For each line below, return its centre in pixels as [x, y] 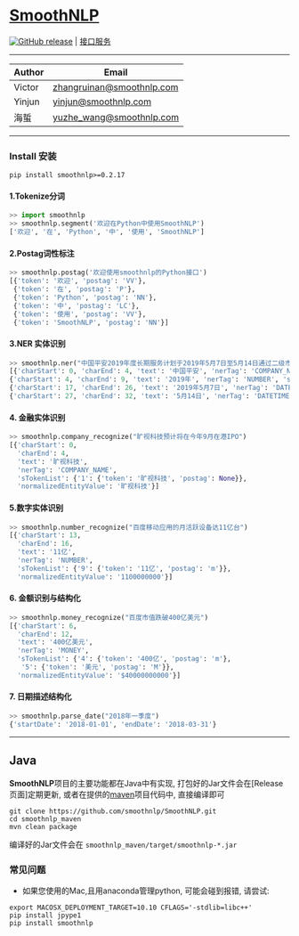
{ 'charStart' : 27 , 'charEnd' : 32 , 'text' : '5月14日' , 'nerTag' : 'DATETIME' [151, 396]
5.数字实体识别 [36, 508]
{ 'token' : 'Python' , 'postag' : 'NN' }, [85, 297]
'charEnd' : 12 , [45, 634]
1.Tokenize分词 [37, 196]
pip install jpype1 [45, 915]
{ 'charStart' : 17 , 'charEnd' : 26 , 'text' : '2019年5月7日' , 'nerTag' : [139, 388]
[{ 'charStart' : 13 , [45, 535]
